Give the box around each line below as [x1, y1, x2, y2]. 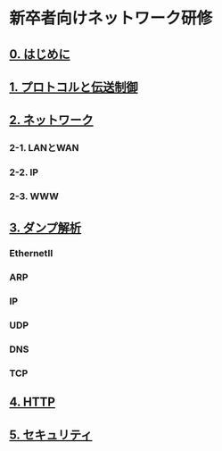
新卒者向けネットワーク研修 [9, 8, 213, 29]
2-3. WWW [9, 190, 60, 203]
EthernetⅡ [9, 247, 53, 260]
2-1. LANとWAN [9, 142, 79, 155]
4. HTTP [9, 395, 56, 410]
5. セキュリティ [9, 427, 93, 442]
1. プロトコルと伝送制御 [9, 79, 138, 95]
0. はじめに [9, 46, 70, 62]
